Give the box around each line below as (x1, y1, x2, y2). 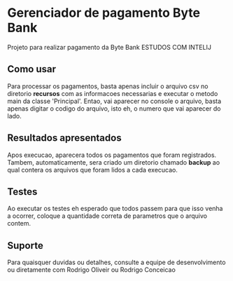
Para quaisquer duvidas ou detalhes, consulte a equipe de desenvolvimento (7, 258, 226, 267)
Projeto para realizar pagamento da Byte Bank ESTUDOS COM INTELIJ (7, 43, 212, 51)
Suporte (7, 240, 43, 252)
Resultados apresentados (7, 132, 122, 144)
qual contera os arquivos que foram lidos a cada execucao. (7, 165, 178, 174)
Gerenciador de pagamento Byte (7, 5, 201, 21)
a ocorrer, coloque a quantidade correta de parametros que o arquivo (7, 212, 208, 220)
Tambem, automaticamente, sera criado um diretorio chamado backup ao (7, 158, 220, 166)
